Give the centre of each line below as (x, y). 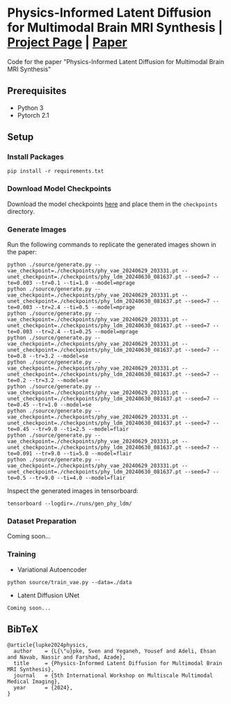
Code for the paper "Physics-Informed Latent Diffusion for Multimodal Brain (116, 61)
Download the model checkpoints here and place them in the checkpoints (112, 204)
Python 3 (30, 108)
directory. (21, 211)
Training (22, 554)
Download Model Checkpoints (59, 189)
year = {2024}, (43, 688)
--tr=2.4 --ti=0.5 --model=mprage (85, 308)
